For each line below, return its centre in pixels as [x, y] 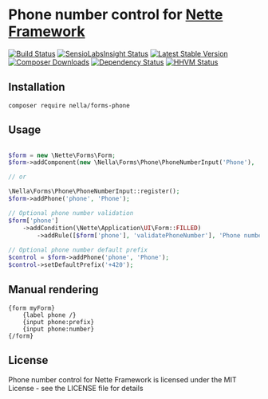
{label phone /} [50, 315]
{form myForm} [32, 308]
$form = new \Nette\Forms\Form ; [62, 155]
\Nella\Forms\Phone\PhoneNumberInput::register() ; [94, 192]
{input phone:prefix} [58, 322]
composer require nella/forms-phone [69, 105]
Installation [37, 87]
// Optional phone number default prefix [78, 250]
